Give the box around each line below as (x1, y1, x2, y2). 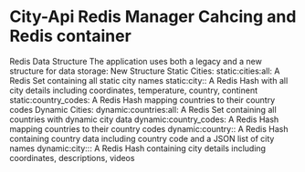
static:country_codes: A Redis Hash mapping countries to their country (9, 94, 276, 106)
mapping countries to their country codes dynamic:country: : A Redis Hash (9, 123, 289, 134)
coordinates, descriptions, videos (9, 152, 135, 163)
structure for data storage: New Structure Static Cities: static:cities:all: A (9, 66, 280, 76)
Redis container (9, 25, 132, 46)
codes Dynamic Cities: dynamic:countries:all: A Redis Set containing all (9, 104, 277, 115)
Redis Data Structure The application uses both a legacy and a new (9, 56, 262, 66)
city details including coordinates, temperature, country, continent (9, 85, 258, 96)
